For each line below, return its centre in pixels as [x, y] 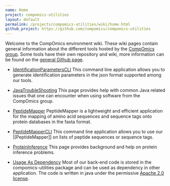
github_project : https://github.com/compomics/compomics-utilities [78, 29]
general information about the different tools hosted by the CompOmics [80, 49]
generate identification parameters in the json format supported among [87, 75]
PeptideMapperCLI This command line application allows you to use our [88, 132]
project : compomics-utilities [37, 15]
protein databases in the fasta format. [52, 122]
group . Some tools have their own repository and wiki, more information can [85, 55]
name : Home [17, 10]
